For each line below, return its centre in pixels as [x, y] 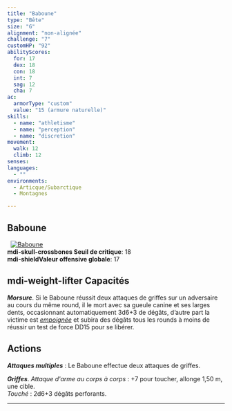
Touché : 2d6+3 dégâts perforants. [57, 393]
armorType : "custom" [43, 104]
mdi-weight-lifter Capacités [68, 281]
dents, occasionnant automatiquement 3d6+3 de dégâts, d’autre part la [109, 312]
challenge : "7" [29, 39]
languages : [23, 168]
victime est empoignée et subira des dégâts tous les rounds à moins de [109, 320]
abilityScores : [29, 53]
